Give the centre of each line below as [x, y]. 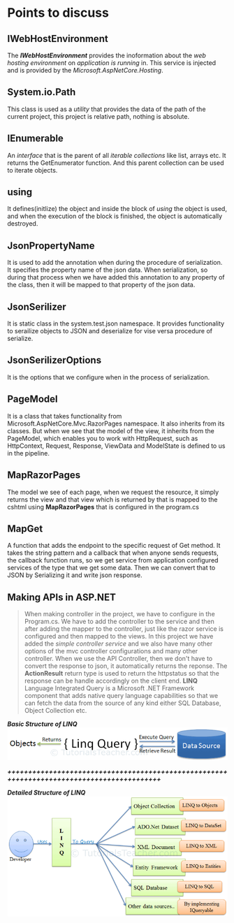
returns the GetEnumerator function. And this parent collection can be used [116, 163]
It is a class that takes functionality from [65, 416]
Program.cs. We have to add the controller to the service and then [119, 622]
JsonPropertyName [51, 246]
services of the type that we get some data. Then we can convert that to [111, 568]
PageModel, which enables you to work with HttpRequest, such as [103, 438]
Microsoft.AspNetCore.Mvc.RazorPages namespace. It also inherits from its [116, 423]
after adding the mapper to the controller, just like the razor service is [124, 629]
